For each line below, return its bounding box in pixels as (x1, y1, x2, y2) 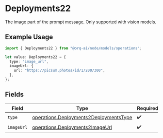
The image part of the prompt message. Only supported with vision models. (5, 19, 157, 25)
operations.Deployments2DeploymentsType (32, 114, 132, 121)
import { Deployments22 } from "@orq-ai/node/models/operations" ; (5, 46, 142, 51)
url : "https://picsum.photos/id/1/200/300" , (14, 68, 105, 73)
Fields (5, 91, 24, 99)
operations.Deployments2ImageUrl (32, 124, 113, 131)
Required (137, 105, 159, 111)
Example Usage (5, 33, 53, 41)
